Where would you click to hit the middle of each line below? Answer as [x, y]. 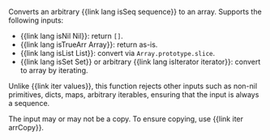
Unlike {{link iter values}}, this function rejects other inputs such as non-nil [133, 86]
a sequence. [29, 103]
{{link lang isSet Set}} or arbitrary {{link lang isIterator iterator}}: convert [140, 62]
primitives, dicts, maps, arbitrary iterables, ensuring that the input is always [134, 95]
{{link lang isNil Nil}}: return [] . [71, 36]
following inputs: [36, 20]
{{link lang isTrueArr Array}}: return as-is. [89, 45]
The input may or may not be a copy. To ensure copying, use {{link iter [126, 119]
